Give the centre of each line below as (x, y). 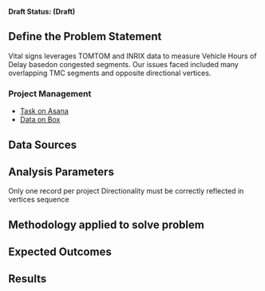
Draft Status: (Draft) (42, 12)
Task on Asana (44, 111)
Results (28, 279)
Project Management (50, 94)
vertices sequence (39, 200)
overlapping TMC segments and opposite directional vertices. (110, 73)
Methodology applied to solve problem (107, 224)
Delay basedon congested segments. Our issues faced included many (124, 64)
